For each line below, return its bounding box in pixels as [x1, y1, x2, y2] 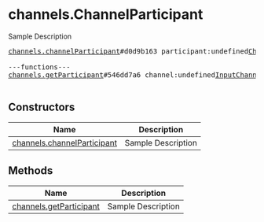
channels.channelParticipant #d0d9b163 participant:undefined [8, 46, 249, 56]
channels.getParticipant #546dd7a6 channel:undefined [8, 70, 216, 80]
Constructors [8, 101, 75, 114]
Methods [8, 164, 53, 178]
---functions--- [8, 62, 71, 72]
